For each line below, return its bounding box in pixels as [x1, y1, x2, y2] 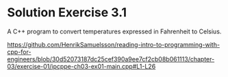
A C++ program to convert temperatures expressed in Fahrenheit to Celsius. [7, 27, 222, 35]
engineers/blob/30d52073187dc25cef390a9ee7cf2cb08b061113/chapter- [7, 55, 215, 63]
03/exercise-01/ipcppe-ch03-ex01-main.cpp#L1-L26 [7, 62, 156, 70]
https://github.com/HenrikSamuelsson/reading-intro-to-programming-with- [7, 40, 220, 48]
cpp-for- [7, 48, 31, 56]
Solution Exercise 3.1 [7, 5, 127, 20]
